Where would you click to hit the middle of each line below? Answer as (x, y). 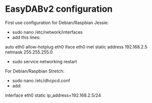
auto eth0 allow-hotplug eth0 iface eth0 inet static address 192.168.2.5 (76, 47)
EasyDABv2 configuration (59, 9)
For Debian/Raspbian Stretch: (35, 71)
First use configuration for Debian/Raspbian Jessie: (57, 23)
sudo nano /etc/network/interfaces (47, 32)
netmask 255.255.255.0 (29, 52)
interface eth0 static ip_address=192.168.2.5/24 (53, 95)
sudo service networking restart (45, 61)
